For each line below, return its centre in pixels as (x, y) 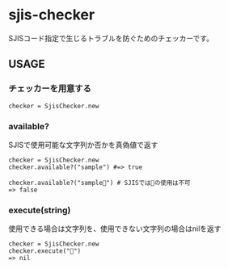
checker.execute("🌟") (45, 251)
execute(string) (40, 210)
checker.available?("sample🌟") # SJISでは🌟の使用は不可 (99, 183)
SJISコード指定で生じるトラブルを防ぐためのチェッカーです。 (111, 38)
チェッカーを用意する (50, 89)
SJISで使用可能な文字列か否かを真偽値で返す (83, 145)
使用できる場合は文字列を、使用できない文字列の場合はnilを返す (115, 229)
